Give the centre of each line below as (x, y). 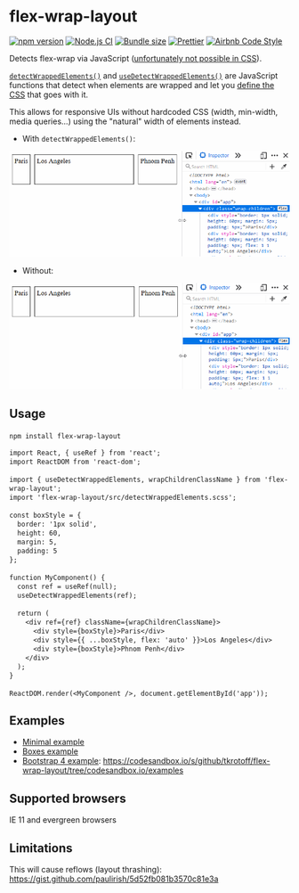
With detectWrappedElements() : (79, 138)
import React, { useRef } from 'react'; (85, 453)
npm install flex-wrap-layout (65, 436)
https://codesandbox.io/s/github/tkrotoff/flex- (186, 761)
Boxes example (50, 751)
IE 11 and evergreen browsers (63, 820)
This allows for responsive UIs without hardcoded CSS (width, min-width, (144, 111)
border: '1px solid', (57, 524)
